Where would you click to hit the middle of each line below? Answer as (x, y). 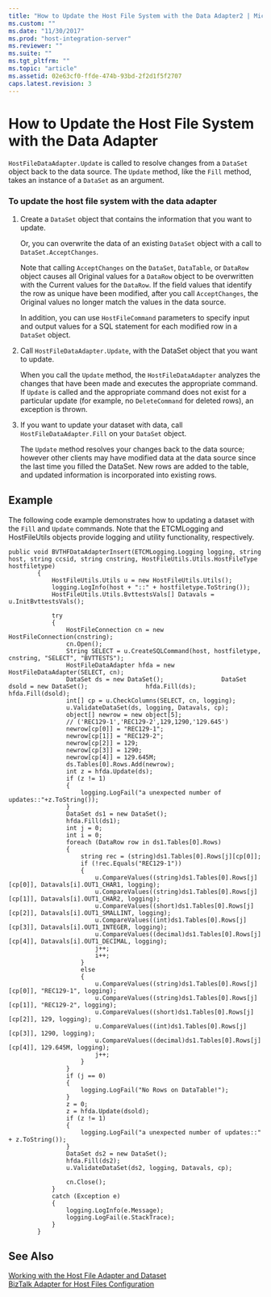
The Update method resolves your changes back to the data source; (132, 449)
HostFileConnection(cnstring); (61, 637)
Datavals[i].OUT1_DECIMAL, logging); (104, 941)
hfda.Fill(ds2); (93, 1161)
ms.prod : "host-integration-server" (70, 38)
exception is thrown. (54, 409)
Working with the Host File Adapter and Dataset (88, 1276)
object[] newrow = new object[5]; (124, 714)
